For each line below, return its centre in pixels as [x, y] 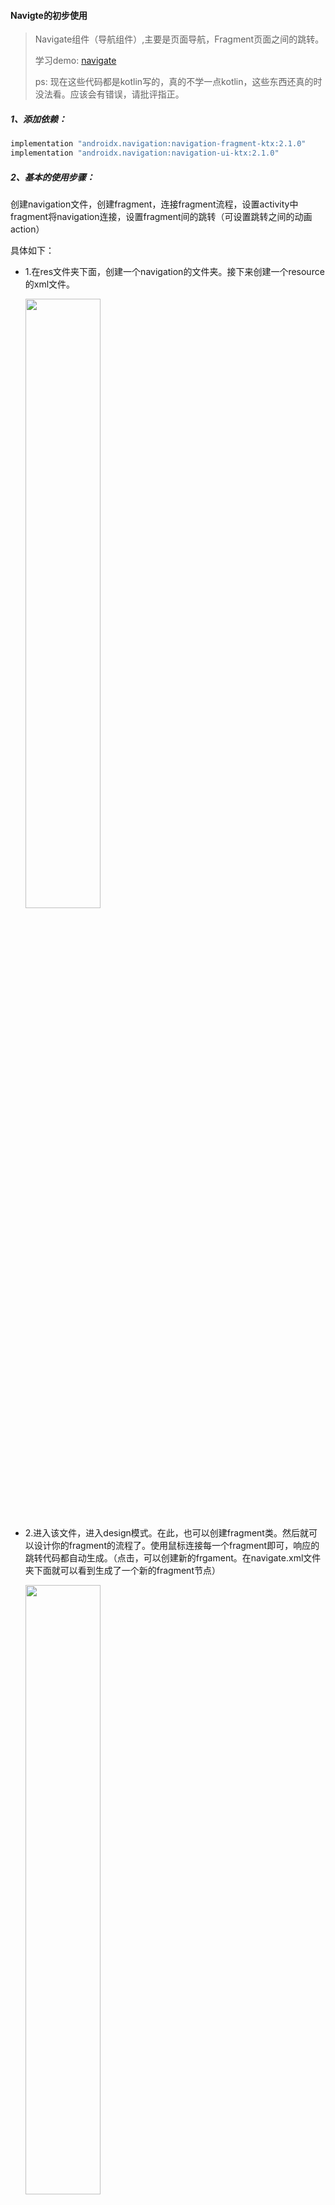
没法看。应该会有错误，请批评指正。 [109, 94]
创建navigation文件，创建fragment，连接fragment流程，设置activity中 [154, 204]
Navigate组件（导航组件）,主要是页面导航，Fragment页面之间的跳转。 [179, 39]
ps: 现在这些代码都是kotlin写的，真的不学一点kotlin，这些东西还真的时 [178, 82]
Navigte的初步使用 [49, 15]
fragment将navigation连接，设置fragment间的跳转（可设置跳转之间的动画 [161, 216]
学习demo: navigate [75, 61]
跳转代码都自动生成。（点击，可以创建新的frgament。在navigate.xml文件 [173, 1557]
